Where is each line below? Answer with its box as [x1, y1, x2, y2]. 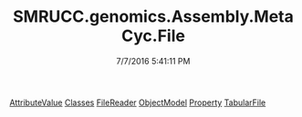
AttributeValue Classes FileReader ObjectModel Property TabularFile [9, 97, 266, 108]
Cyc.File [121, 25, 185, 46]
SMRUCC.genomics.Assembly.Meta [13, 6, 294, 27]
